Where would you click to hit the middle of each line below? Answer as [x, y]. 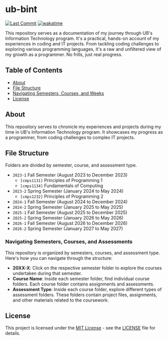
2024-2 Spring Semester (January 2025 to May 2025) [68, 207]
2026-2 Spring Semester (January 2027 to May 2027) [68, 229]
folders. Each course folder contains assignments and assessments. [83, 284]
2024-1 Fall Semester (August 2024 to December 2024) [70, 202]
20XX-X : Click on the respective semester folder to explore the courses [87, 268]
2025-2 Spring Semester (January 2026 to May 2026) [68, 218]
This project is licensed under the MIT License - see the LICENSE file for [80, 328]
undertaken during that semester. [47, 273]
